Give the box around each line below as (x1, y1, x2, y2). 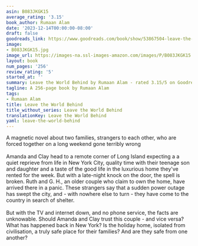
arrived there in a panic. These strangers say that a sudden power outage (6, 184, 185, 191)
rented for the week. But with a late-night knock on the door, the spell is (6, 172, 180, 179)
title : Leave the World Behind (6, 101, 83, 108)
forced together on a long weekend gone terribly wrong (6, 141, 141, 148)
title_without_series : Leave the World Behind (6, 107, 123, 113)
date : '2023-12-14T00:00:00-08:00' (6, 25, 94, 31)
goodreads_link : (6, 36, 46, 42)
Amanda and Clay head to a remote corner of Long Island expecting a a (6, 153, 180, 160)
